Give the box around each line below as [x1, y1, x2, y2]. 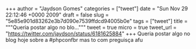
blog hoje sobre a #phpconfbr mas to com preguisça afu [5, 37, 143, 43]
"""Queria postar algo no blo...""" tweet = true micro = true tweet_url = [5, 24, 177, 31]
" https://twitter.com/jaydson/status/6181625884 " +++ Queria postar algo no [5, 30, 190, 37]
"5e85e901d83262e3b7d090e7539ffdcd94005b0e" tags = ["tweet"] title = [5, 18, 188, 24]
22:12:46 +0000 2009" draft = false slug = [5, 11, 109, 18]
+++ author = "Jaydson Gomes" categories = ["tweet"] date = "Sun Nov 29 [5, 5, 188, 12]
